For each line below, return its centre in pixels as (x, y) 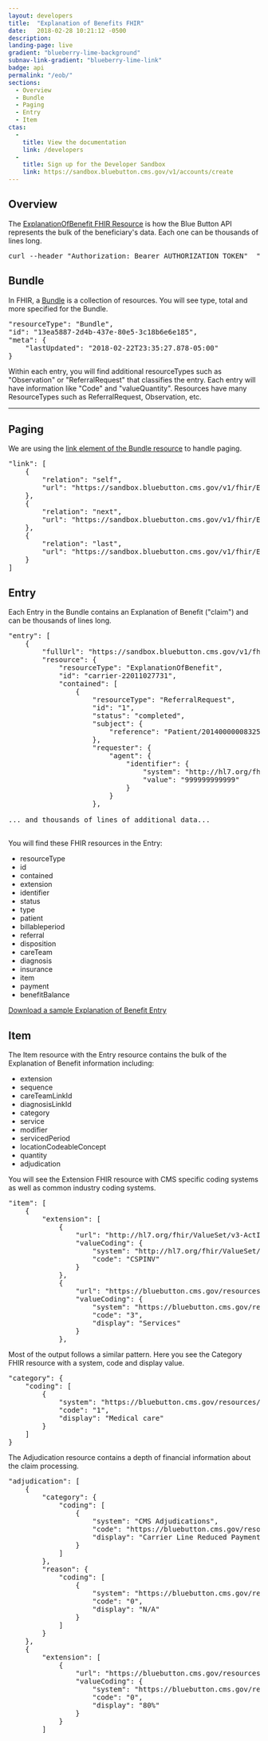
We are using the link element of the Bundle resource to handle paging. (125, 448)
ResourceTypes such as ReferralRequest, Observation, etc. (105, 396)
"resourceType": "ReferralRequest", (164, 700)
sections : (25, 82)
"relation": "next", (82, 512)
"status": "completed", (139, 716)
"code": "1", (84, 1410)
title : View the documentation (75, 142)
